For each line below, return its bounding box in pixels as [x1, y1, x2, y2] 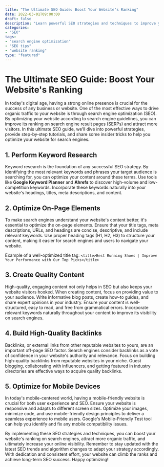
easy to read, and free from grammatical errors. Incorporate [28, 304, 149, 311]
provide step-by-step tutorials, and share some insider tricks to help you [5, 132, 150, 137]
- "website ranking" [5, 48, 47, 53]
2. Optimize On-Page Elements [5, 204, 101, 212]
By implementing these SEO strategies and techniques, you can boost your [5, 431, 156, 437]
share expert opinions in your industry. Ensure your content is [5, 299, 129, 305]
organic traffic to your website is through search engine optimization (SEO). [5, 111, 157, 116]
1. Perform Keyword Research [5, 151, 97, 159]
